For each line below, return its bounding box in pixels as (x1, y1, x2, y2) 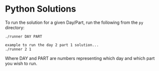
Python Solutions (5, 3, 76, 15)
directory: (5, 24, 25, 30)
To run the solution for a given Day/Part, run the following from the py (5, 19, 143, 25)
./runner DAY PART (5, 34, 42, 39)
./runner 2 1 (5, 47, 32, 52)
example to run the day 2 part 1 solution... (5, 42, 99, 47)
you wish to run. (5, 60, 37, 66)
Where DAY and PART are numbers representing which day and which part (5, 55, 155, 61)
